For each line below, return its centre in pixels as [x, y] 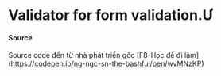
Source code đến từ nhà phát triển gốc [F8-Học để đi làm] [104, 55]
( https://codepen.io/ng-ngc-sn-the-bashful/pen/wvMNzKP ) [106, 64]
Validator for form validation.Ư [111, 15]
